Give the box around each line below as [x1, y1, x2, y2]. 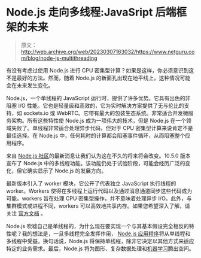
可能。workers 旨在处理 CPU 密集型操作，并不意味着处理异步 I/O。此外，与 [6, 195, 193, 202]
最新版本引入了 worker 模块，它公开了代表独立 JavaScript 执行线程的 [6, 180, 176, 187]
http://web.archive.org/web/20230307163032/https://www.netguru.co [20, 48, 195, 55]
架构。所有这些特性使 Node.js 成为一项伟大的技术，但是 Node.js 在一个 [11, 117, 187, 124]
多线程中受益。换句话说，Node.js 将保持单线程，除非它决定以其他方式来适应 [6, 237, 194, 244]
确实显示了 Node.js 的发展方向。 [26, 167, 107, 174]
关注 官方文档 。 [6, 210, 46, 217]
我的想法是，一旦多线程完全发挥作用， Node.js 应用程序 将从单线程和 [22, 230, 191, 237]
